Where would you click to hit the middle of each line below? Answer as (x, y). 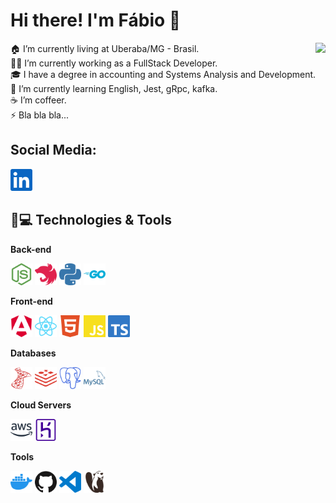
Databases (33, 353)
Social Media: (53, 150)
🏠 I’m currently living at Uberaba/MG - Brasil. (105, 48)
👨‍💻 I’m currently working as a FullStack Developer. (114, 63)
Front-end (31, 301)
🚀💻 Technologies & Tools (91, 220)
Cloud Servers (41, 405)
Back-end (31, 249)
